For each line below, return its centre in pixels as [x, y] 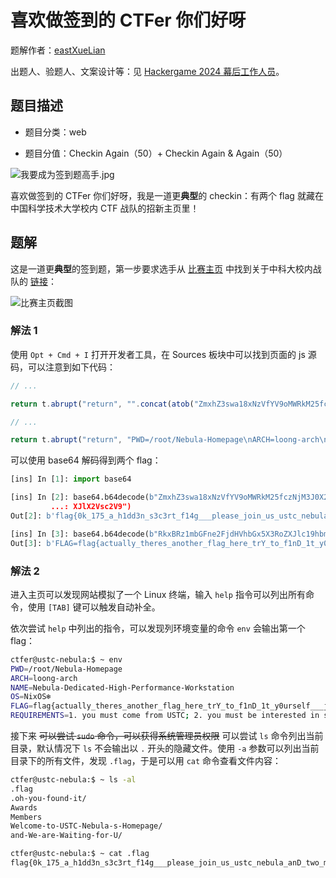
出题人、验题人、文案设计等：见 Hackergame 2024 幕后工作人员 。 [147, 71]
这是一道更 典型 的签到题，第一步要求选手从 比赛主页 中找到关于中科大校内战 [166, 268]
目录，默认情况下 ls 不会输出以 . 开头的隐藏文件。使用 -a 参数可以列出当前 [165, 748]
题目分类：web [55, 132]
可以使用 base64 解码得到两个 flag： [86, 460]
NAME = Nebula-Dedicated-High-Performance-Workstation [122, 687]
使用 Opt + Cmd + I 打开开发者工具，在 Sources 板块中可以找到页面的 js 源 [163, 354]
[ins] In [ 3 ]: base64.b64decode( [80, 534]
